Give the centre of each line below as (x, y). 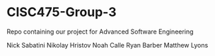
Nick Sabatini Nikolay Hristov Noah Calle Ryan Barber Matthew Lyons (107, 45)
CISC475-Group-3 (62, 12)
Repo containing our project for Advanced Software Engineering (100, 31)
